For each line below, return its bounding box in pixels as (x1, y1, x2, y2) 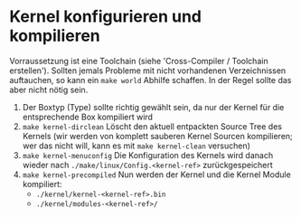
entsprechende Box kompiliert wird (22, 111, 154, 122)
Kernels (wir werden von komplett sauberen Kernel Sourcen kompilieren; (22, 130, 294, 141)
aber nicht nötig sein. (9, 84, 89, 95)
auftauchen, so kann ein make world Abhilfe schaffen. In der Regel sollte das (9, 74, 292, 85)
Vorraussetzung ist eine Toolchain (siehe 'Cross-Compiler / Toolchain (9, 55, 268, 66)
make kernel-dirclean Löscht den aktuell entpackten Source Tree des (22, 120, 283, 132)
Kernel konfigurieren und (9, 6, 202, 27)
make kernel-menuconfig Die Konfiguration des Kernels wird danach (22, 149, 274, 160)
